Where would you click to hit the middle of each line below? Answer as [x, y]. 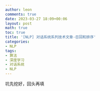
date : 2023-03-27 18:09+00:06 [36, 19]
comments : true [21, 14]
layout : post [19, 23]
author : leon [19, 10]
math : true [16, 28]
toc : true [15, 32]
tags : [11, 51]
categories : [17, 42]
